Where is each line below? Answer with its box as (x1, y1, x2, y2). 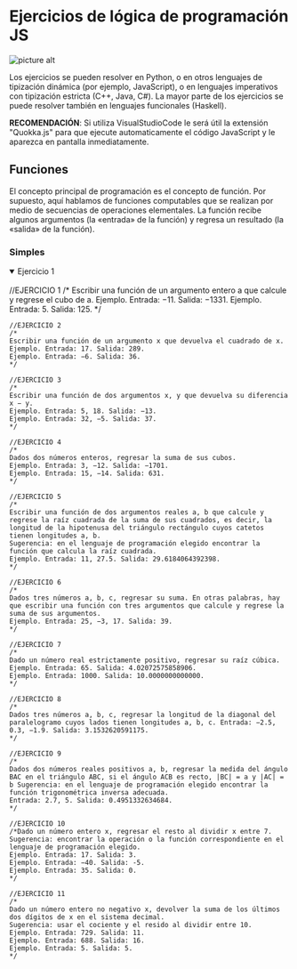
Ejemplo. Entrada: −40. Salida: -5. (9, 859, 145, 868)
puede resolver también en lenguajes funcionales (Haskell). (9, 100, 227, 110)
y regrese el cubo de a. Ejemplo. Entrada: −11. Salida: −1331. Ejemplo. (9, 295, 262, 305)
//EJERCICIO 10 (9, 820, 66, 828)
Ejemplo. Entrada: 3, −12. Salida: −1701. (9, 461, 169, 471)
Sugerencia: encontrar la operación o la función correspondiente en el (9, 835, 285, 844)
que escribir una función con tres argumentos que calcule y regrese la (9, 602, 285, 610)
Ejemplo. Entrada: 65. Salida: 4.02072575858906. (9, 664, 197, 673)
